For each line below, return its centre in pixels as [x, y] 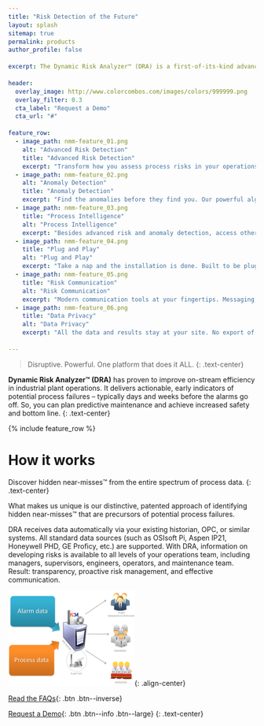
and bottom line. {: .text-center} [59, 413]
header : [21, 83]
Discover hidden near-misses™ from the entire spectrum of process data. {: [130, 482]
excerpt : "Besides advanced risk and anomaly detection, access [130, 233]
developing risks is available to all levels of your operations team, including [129, 554]
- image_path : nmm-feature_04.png [71, 241]
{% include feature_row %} [52, 428]
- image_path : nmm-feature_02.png [71, 175]
